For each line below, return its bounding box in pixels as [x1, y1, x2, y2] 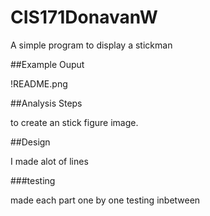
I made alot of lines [10, 155, 89, 167]
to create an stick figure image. [10, 116, 139, 128]
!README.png [10, 77, 68, 90]
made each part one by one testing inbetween [10, 194, 201, 206]
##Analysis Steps [10, 97, 83, 109]
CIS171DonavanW [10, 6, 158, 29]
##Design [10, 136, 51, 148]
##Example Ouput [10, 58, 85, 70]
